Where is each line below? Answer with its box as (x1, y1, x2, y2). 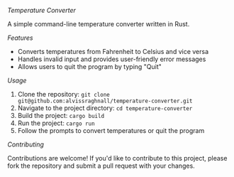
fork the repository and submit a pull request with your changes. (7, 161, 195, 170)
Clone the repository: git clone (17, 90, 110, 98)
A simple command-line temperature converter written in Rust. (7, 20, 190, 28)
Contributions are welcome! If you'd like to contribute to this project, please (7, 154, 228, 162)
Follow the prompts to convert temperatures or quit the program (17, 127, 205, 134)
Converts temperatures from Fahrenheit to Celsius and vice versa (17, 48, 209, 55)
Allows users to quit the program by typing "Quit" (17, 63, 162, 70)
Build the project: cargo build (17, 112, 105, 119)
